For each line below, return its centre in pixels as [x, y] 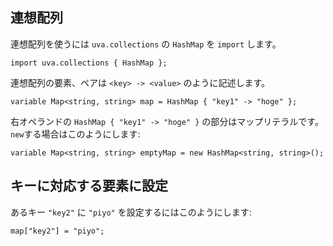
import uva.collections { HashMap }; [89, 63]
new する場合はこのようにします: [75, 134]
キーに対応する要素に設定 [89, 186]
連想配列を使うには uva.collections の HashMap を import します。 [146, 44]
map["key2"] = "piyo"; [57, 231]
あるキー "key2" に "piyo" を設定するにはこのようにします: [131, 212]
